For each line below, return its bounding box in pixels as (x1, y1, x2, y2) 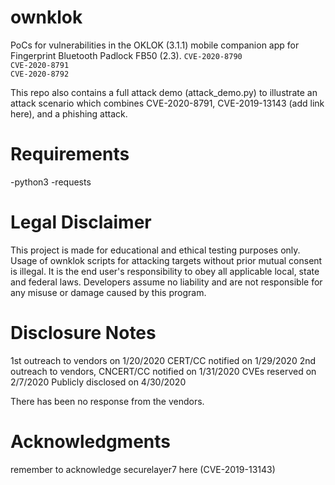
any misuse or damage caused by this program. (10, 286, 207, 298)
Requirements (10, 143, 130, 166)
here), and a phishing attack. (10, 107, 128, 120)
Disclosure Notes (10, 322, 157, 344)
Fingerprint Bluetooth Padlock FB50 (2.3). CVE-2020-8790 (10, 49, 243, 61)
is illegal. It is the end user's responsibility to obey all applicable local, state (10, 265, 320, 277)
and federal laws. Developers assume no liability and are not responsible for (10, 276, 323, 288)
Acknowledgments (10, 430, 172, 453)
